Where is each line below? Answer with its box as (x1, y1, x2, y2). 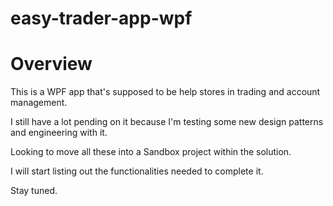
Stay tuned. (10, 185, 58, 197)
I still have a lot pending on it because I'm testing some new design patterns (10, 116, 324, 128)
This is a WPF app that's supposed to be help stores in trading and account (10, 86, 321, 98)
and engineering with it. (10, 127, 108, 139)
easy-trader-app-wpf (10, 7, 193, 30)
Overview (10, 53, 93, 76)
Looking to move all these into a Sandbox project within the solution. (10, 146, 292, 158)
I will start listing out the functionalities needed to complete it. (10, 165, 264, 177)
